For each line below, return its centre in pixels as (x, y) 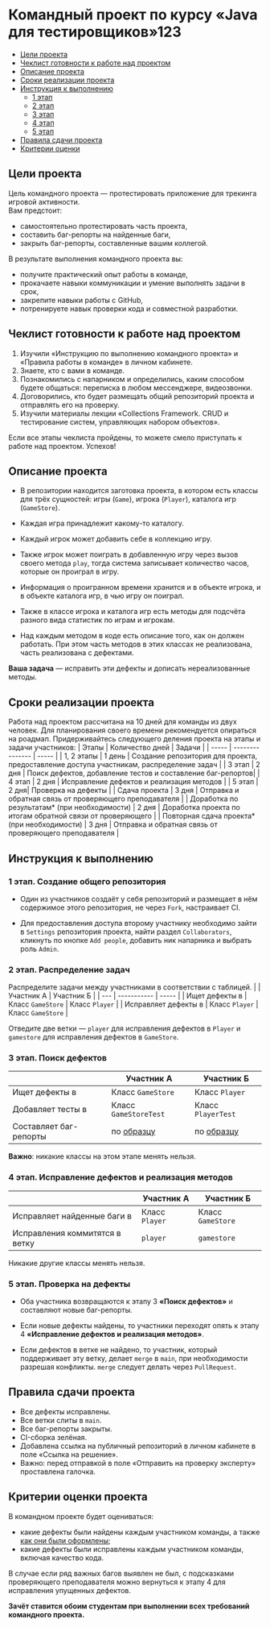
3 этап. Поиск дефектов (57, 1058)
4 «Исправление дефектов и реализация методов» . (112, 1334)
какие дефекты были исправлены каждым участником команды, (131, 1549)
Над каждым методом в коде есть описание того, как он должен (132, 636)
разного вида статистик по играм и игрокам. (97, 620)
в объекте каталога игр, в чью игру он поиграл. (102, 596)
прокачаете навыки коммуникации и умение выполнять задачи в (133, 283)
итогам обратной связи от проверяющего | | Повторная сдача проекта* (132, 816)
